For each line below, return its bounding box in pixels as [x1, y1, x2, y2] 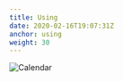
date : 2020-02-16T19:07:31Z [9, 21, 115, 30]
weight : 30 [9, 37, 50, 47]
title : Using [9, 12, 58, 22]
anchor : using [9, 29, 63, 38]
